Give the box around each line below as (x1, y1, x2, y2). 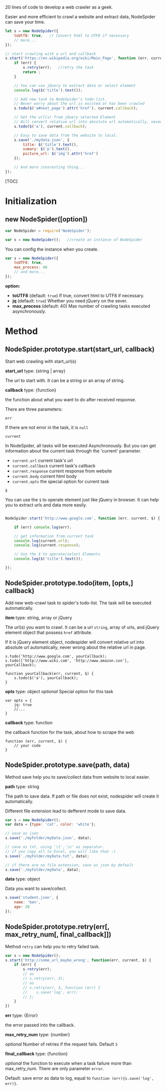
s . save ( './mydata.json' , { (14, 137, 70, 142)
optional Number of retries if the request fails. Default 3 (5, 1041, 118, 1047)
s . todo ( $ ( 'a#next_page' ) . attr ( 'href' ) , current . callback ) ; (14, 106, 138, 111)
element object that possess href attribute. (5, 629, 92, 635)
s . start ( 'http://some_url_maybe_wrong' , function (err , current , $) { (5, 958, 152, 963)
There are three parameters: (5, 406, 63, 412)
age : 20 (14, 904, 30, 910)
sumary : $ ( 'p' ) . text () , (23, 147, 72, 152)
